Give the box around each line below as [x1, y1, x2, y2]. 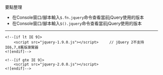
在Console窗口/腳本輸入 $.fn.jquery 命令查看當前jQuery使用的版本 [12, 15, 144, 20]
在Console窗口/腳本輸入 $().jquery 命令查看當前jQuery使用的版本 [12, 21, 142, 26]
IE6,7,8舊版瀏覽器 [5, 45, 39, 50]
